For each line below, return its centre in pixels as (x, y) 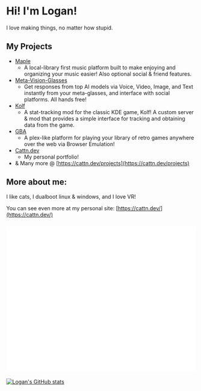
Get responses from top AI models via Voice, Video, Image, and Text (109, 86)
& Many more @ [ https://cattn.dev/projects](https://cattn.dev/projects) (102, 163)
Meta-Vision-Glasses (41, 80)
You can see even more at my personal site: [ (62, 208)
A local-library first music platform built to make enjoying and (100, 67)
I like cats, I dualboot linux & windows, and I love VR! (71, 196)
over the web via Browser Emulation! (69, 144)
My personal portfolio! (51, 157)
